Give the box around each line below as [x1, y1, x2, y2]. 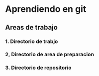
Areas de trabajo [5, 23, 58, 32]
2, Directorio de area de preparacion [5, 51, 95, 58]
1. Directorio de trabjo [5, 38, 58, 45]
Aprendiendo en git [5, 3, 87, 15]
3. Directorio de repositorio [5, 64, 72, 71]
